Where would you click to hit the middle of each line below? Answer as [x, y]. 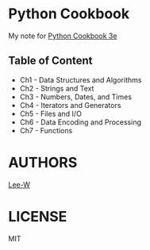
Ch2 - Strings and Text [57, 88]
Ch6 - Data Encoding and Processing [80, 122]
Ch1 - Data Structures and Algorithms [81, 79]
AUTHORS [43, 162]
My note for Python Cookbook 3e [63, 36]
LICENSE [38, 216]
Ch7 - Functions [46, 130]
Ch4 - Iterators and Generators [70, 105]
